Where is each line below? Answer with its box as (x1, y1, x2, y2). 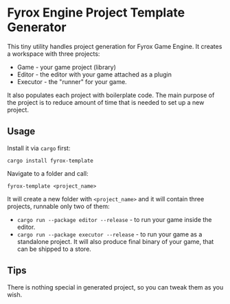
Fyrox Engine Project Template (7, 5, 185, 21)
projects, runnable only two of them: (7, 202, 110, 210)
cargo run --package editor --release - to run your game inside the (16, 215, 212, 223)
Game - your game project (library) (16, 63, 117, 71)
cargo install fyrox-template (7, 157, 94, 164)
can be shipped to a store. (16, 245, 91, 253)
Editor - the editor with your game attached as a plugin (16, 70, 172, 79)
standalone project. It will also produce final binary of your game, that (16, 237, 214, 245)
